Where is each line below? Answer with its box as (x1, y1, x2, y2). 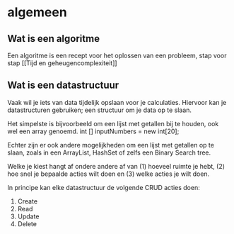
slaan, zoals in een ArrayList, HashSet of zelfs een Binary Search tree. (7, 148, 211, 157)
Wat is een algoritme (7, 33, 100, 45)
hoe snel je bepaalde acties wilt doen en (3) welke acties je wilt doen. (7, 169, 210, 178)
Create (17, 196, 37, 206)
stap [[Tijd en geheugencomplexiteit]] (7, 59, 118, 67)
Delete (17, 219, 37, 228)
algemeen (7, 4, 67, 21)
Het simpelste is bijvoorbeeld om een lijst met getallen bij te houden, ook (7, 119, 219, 128)
